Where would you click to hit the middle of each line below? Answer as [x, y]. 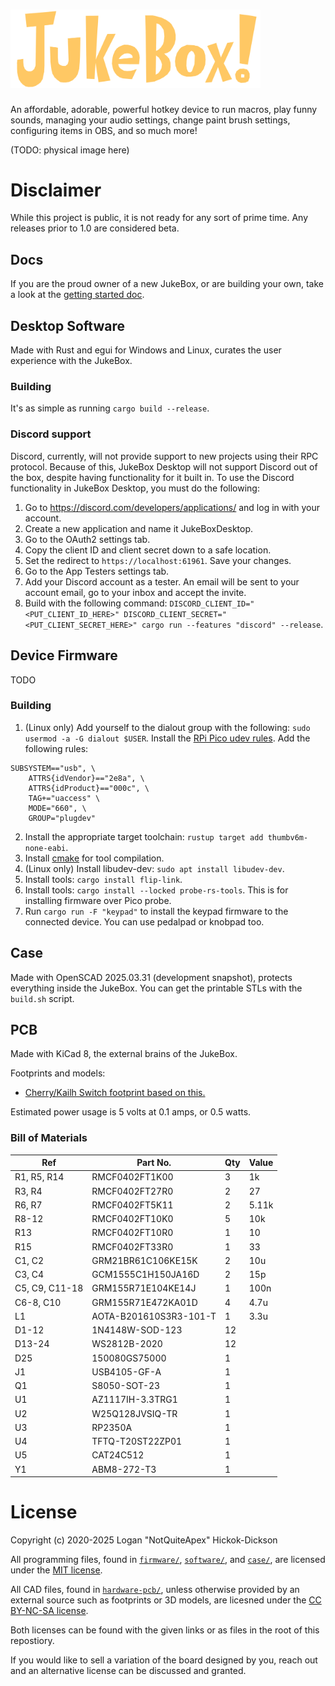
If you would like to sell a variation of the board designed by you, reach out [164, 1660]
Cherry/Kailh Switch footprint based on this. [115, 1093]
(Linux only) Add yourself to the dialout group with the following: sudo [167, 727]
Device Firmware [64, 655]
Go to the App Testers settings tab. [97, 571]
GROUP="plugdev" [62, 818]
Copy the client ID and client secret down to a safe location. [148, 550]
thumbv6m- [288, 837]
